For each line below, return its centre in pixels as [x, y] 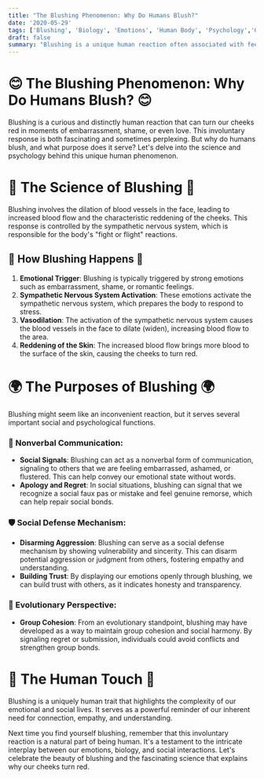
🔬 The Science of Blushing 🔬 [102, 188]
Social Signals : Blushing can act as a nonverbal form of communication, [136, 460]
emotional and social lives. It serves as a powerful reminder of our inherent [129, 709]
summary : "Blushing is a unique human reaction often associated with [126, 45]
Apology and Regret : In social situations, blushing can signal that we [131, 485]
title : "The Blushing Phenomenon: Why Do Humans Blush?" [103, 15]
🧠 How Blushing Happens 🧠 [76, 260]
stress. [30, 311]
